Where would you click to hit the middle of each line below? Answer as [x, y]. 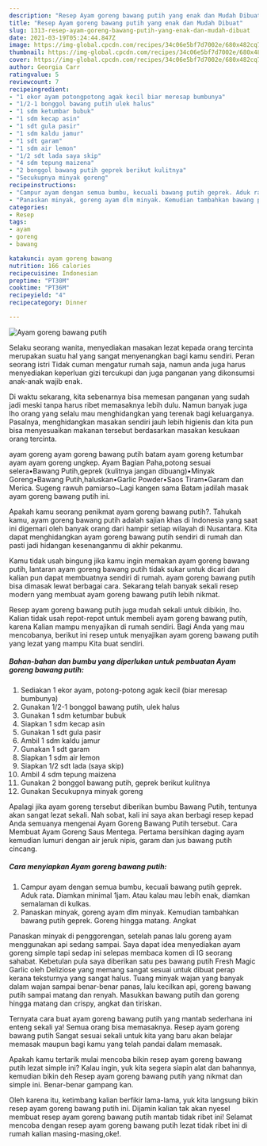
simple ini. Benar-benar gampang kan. [71, 1084]
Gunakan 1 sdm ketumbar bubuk [73, 715]
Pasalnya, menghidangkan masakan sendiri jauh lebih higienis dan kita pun [131, 422]
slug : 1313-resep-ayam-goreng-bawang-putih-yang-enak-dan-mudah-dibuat [130, 30]
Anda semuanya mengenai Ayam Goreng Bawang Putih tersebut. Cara [123, 823]
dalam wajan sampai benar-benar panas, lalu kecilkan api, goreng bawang [130, 986]
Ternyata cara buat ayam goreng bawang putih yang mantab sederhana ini [131, 1018]
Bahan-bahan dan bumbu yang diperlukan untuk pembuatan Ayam [122, 661]
